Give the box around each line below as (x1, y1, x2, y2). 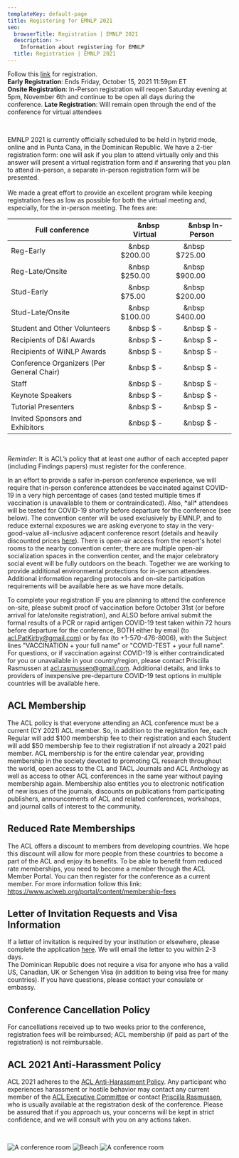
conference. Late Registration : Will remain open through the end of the (7, 100, 216, 108)
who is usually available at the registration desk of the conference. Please (7, 1100, 223, 1109)
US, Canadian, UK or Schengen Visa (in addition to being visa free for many (7, 968, 229, 977)
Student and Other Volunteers (11, 323, 110, 333)
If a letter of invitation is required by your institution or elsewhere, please (7, 938, 221, 946)
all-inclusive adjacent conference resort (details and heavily (42, 528, 218, 537)
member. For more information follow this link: (7, 879, 142, 888)
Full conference (35, 225, 90, 235)
